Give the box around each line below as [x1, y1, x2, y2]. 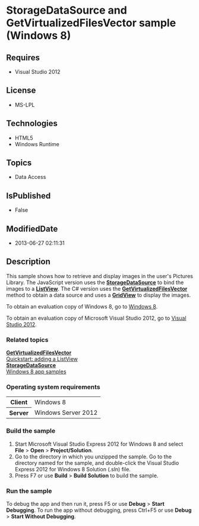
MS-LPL [14, 101, 35, 108]
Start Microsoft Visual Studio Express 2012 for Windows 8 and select [14, 440, 184, 448]
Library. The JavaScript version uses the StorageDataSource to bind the [6, 279, 184, 286]
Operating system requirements [6, 383, 100, 391]
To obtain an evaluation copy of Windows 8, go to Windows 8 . [6, 303, 158, 310]
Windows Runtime [14, 140, 59, 147]
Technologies [6, 118, 58, 128]
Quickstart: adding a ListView [6, 355, 78, 363]
